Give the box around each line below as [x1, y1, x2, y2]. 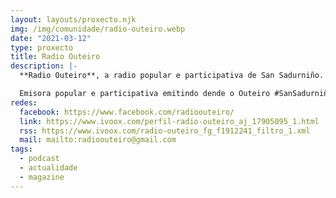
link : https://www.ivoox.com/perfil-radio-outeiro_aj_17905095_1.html [19, 116, 320, 126]
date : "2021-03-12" [10, 33, 92, 43]
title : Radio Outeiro [10, 52, 101, 62]
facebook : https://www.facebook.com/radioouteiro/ [19, 107, 235, 117]
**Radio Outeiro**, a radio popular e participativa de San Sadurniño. [19, 71, 325, 81]
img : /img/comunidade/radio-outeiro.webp [10, 24, 186, 34]
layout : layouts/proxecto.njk [10, 14, 137, 25]
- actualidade [19, 163, 78, 173]
